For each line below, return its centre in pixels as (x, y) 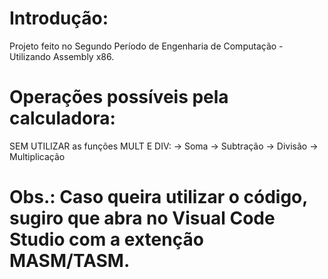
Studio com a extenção (106, 239)
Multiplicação (37, 156)
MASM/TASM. (70, 261)
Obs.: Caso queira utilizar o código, (158, 197)
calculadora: (62, 118)
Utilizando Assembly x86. (62, 56)
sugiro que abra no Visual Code (142, 218)
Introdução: (59, 18)
